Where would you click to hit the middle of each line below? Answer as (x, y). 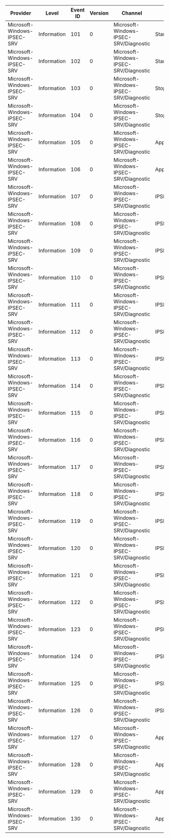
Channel (132, 13)
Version (99, 13)
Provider (20, 13)
